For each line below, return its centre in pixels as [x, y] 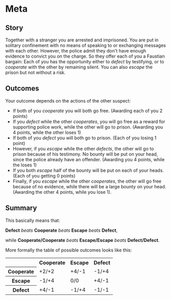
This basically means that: [33, 220]
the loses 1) [25, 165]
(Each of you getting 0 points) [44, 176]
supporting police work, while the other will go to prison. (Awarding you [88, 127]
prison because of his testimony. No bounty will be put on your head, [85, 154]
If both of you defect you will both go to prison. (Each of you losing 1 [84, 138]
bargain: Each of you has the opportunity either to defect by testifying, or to [85, 61]
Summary [21, 208]
